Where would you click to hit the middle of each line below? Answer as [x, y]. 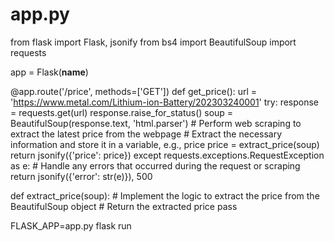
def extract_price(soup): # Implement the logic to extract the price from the [165, 195]
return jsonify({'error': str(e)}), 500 [81, 176]
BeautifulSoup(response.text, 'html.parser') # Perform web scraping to [156, 123]
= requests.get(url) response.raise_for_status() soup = [122, 112]
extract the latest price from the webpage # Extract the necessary [146, 134]
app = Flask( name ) [49, 72]
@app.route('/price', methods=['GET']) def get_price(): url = [134, 91]
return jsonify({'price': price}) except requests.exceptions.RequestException [167, 155]
